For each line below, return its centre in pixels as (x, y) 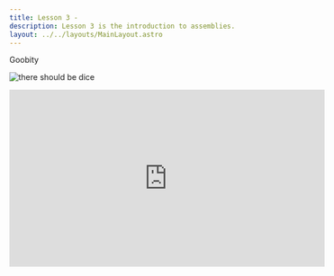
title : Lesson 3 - (44, 18)
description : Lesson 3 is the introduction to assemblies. (122, 26)
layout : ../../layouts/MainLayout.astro (86, 34)
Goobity (24, 60)
